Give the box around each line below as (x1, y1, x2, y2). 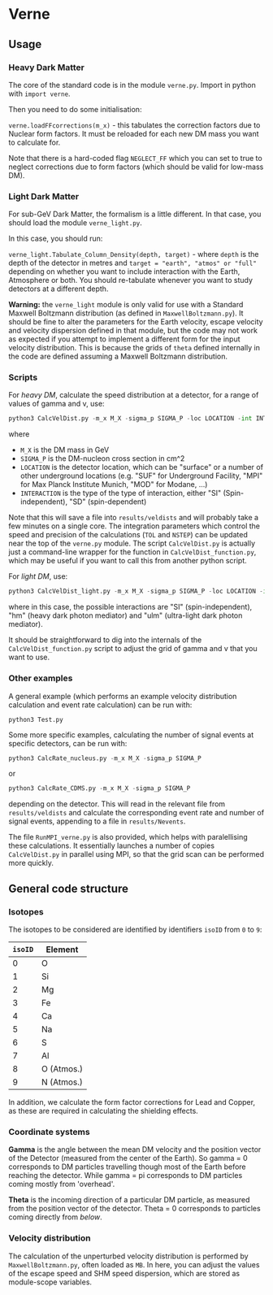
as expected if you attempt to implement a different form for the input (8, 334, 241, 344)
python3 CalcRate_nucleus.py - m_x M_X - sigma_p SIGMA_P (8, 754, 201, 763)
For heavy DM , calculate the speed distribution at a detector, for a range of (8, 390, 259, 400)
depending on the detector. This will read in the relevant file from (8, 799, 226, 809)
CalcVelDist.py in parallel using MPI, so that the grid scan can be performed (8, 850, 265, 859)
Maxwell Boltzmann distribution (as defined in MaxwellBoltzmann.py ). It (8, 308, 244, 318)
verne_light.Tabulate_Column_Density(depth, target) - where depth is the (8, 250, 259, 259)
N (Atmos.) (41, 1076, 84, 1088)
